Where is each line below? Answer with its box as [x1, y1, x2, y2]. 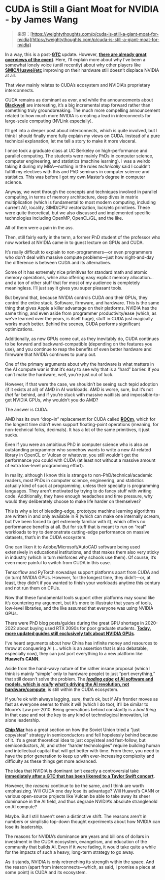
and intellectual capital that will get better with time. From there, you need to [5, 747, 160, 753]
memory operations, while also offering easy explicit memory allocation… [5, 274, 154, 280]
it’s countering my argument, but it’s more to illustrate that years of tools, [5, 600, 152, 606]
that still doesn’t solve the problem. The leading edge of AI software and [5, 676, 154, 682]
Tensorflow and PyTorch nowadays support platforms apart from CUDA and [5, 569, 159, 575]
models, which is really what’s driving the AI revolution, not [5, 681, 130, 687]
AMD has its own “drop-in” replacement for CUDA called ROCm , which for [5, 416, 156, 422]
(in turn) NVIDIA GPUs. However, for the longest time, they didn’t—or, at [5, 574, 151, 580]
